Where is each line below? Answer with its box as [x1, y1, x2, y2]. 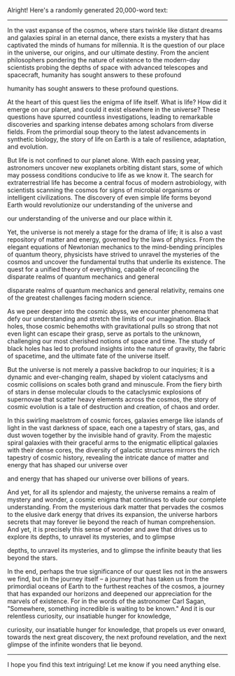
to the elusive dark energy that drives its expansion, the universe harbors [7, 511, 218, 518]
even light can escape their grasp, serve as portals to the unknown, [7, 329, 201, 338]
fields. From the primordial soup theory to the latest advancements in [7, 127, 206, 136]
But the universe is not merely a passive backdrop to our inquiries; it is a [7, 366, 215, 373]
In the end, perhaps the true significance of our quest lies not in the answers [7, 567, 228, 575]
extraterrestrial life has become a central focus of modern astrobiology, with [7, 179, 227, 186]
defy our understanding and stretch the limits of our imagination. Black [7, 315, 211, 323]
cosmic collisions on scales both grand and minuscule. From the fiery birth [7, 380, 222, 388]
